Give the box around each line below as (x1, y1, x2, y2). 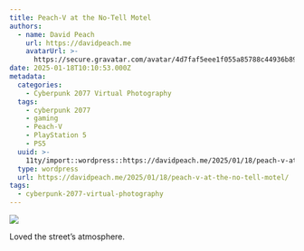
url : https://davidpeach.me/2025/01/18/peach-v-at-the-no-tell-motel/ (17, 172, 290, 181)
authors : (9, 22, 43, 31)
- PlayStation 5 (25, 131, 88, 140)
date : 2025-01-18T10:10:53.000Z (9, 64, 131, 73)
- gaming (25, 114, 59, 123)
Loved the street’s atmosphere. (9, 231, 125, 242)
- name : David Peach (17, 30, 95, 39)
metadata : (9, 72, 47, 81)
